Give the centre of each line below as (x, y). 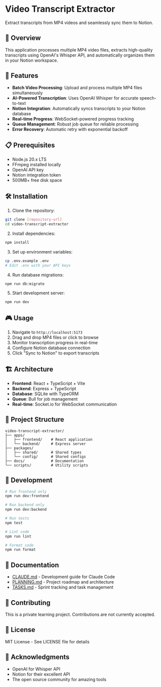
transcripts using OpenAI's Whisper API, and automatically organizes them (80, 55)
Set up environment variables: (42, 252)
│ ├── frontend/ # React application (49, 439)
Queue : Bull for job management (45, 399)
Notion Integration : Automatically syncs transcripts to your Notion (79, 108)
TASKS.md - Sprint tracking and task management (63, 587)
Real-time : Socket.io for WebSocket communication (64, 404)
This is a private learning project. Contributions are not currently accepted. (80, 614)
